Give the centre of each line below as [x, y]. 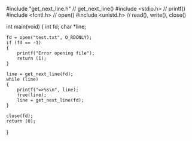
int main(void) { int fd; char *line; [46, 27]
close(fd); [20, 116]
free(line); [32, 95]
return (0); [21, 121]
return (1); [32, 59]
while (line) [22, 79]
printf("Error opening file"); [56, 53]
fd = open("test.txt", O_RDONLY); [49, 38]
